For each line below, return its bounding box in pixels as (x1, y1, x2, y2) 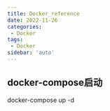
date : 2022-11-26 (7, 17, 58, 24)
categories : (7, 23, 42, 30)
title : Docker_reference (7, 10, 80, 17)
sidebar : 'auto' (7, 50, 55, 57)
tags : (7, 36, 23, 43)
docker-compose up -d (7, 96, 75, 104)
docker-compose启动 (7, 77, 103, 89)
